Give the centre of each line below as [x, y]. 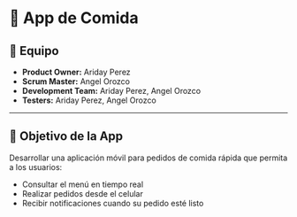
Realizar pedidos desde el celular [82, 193]
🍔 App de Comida [74, 18]
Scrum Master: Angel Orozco [76, 81]
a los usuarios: [36, 167]
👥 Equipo [34, 51]
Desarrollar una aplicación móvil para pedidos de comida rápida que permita [148, 158]
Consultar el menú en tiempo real [83, 184]
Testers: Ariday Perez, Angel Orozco [89, 100]
